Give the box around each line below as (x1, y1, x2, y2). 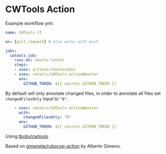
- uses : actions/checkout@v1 (14, 67, 76, 72)
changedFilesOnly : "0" (23, 115, 71, 120)
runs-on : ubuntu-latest (14, 58, 65, 63)
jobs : (5, 48, 17, 54)
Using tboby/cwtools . (5, 133, 50, 139)
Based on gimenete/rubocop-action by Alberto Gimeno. (5, 143, 121, 149)
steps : (14, 62, 28, 68)
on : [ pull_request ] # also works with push (5, 39, 99, 44)
